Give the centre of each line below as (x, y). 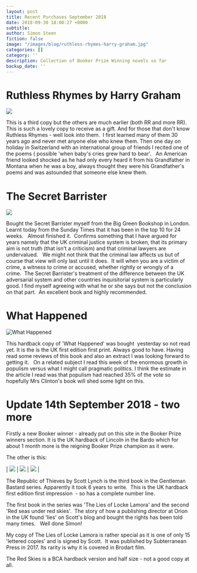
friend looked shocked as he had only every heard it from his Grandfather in (98, 160)
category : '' (22, 55)
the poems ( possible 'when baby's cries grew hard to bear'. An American (97, 154)
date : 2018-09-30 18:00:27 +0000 (47, 22)
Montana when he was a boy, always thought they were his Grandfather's (95, 166)
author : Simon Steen (31, 33)
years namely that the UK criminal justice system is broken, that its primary (97, 242)
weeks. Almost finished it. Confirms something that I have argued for (91, 236)
